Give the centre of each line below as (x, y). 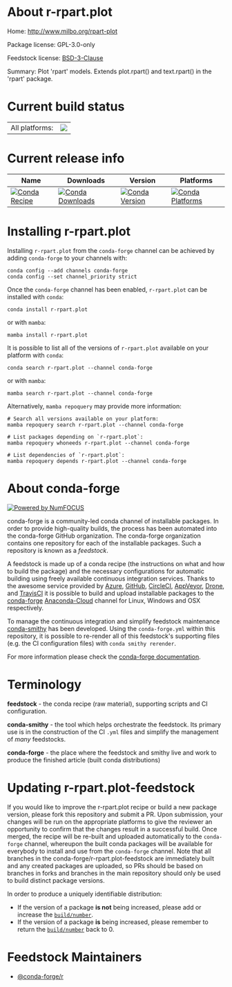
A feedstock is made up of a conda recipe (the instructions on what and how (116, 563)
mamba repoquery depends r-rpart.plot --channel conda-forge (97, 461)
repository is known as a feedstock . (58, 550)
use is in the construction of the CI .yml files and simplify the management (113, 732)
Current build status (66, 107)
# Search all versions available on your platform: (83, 419)
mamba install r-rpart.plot (48, 335)
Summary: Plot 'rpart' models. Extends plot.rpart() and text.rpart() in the (109, 71)
